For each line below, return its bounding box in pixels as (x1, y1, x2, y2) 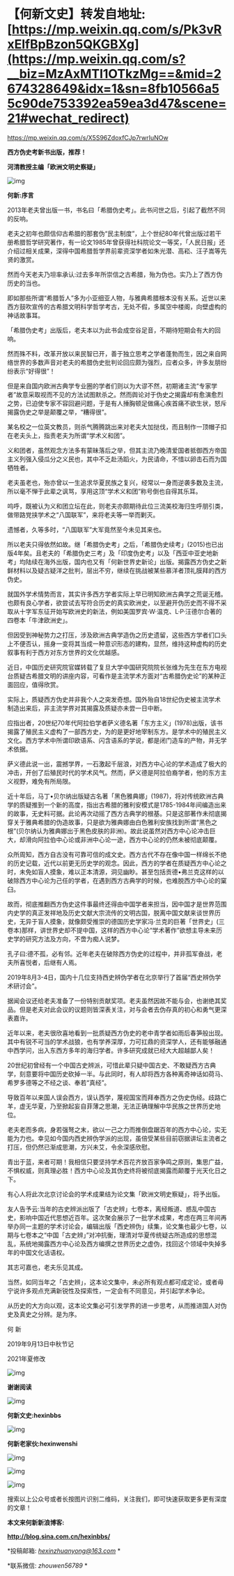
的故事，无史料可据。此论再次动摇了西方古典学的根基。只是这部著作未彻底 (7, 809, 221, 817)
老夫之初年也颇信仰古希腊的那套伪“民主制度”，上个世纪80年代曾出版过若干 (7, 229, 221, 238)
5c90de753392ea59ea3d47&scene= (7, 95, 227, 111)
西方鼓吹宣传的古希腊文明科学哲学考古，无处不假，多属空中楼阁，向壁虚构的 (7, 302, 227, 311)
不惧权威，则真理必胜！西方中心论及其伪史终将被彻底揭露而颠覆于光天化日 (7, 1166, 221, 1175)
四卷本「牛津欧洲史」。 (7, 616, 72, 624)
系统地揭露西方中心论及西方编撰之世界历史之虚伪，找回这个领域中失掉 (19, 1239, 221, 1248)
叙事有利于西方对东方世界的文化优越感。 (7, 648, 123, 656)
